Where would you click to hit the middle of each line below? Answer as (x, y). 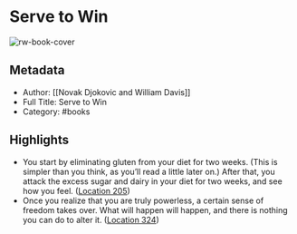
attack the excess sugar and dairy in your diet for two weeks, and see (152, 181)
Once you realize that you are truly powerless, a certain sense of (143, 200)
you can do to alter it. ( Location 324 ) (91, 219)
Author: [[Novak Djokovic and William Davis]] (106, 92)
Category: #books (56, 112)
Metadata (37, 70)
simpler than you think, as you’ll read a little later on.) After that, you (148, 171)
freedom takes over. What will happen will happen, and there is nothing (155, 210)
